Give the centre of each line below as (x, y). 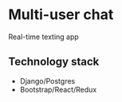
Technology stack (54, 62)
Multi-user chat (61, 15)
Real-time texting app (44, 37)
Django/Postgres (47, 80)
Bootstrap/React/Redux (58, 89)
